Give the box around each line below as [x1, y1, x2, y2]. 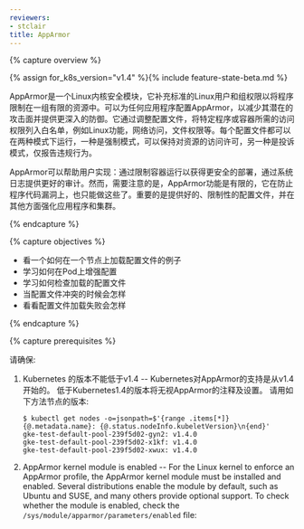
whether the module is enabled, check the [22, 500, 180, 511]
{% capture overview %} [9, 55, 101, 66]
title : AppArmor [9, 30, 71, 39]
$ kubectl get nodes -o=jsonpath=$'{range [22, 414, 185, 423]
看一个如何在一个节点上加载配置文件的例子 [22, 255, 182, 266]
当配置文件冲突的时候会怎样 [22, 288, 127, 299]
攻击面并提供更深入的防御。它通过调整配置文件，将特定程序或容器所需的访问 [9, 114, 295, 125]
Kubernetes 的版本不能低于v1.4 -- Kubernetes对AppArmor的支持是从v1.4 [22, 373, 294, 384]
